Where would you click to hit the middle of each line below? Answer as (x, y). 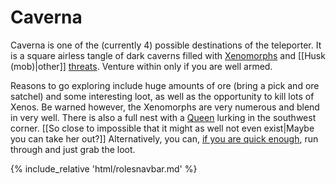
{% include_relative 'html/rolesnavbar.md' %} (104, 168)
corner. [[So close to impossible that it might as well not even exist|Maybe (162, 128)
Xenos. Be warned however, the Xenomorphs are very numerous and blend (165, 107)
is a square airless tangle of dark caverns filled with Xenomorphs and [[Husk (168, 55)
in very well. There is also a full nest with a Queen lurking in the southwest (163, 117)
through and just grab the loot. (73, 149)
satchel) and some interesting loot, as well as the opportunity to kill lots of (162, 96)
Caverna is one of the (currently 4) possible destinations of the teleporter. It (166, 45)
